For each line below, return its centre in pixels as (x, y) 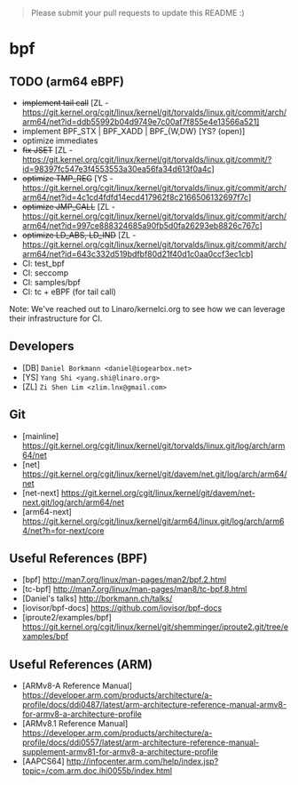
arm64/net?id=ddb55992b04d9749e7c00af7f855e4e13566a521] (141, 122)
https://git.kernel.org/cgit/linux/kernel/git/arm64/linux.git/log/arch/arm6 (153, 521)
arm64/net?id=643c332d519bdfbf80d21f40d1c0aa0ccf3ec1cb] (137, 254)
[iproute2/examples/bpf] (67, 618)
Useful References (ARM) (81, 665)
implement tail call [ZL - (65, 103)
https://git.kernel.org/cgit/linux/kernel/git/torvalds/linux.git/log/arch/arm (153, 445)
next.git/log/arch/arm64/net (73, 502)
